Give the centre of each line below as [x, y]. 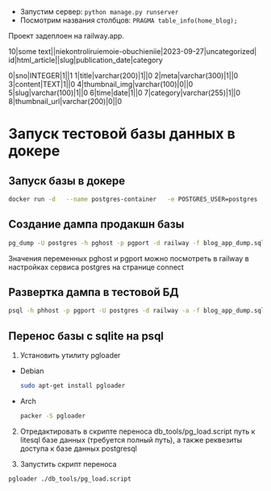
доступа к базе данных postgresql [78, 448]
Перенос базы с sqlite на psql [86, 336]
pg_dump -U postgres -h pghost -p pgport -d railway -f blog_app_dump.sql [137, 243]
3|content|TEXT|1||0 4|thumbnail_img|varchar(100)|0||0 [101, 84]
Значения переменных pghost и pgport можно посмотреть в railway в [129, 258]
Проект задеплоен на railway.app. [67, 36]
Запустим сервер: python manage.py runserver [99, 12]
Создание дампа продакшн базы [96, 225]
